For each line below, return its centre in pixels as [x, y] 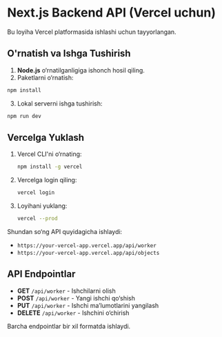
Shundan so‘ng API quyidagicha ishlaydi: [65, 231]
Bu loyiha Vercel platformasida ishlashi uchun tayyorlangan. [92, 32]
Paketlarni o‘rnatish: [45, 77]
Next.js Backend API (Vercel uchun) [111, 13]
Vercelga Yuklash [46, 137]
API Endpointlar [41, 274]
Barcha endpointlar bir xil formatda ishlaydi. [69, 326]
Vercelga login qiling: [47, 180]
